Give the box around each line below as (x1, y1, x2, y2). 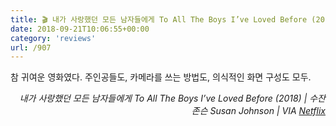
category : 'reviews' (10, 33, 97, 43)
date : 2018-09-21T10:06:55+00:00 (10, 24, 150, 34)
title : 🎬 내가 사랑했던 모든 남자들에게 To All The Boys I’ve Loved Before (10, 14, 308, 25)
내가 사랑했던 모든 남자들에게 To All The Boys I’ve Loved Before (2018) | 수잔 (19, 92, 326, 105)
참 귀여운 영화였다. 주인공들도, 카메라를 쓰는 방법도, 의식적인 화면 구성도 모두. (10, 71, 312, 83)
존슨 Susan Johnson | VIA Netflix (191, 105, 326, 117)
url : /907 (10, 42, 52, 53)
